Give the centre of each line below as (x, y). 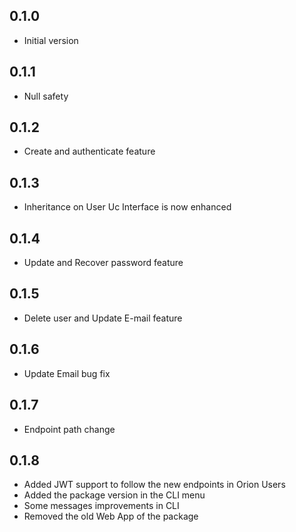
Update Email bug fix (67, 373)
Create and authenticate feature (89, 151)
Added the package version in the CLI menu (114, 495)
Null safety (46, 96)
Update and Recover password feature (103, 263)
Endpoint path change (69, 429)
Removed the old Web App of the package (111, 516)
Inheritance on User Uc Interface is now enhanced (127, 207)
